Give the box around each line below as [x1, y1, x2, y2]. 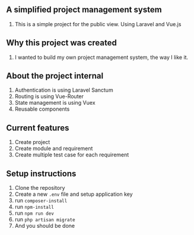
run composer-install [14, 197, 68, 204]
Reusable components [14, 105, 70, 112]
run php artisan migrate [14, 216, 75, 223]
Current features [6, 123, 69, 133]
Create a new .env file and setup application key [14, 190, 133, 198]
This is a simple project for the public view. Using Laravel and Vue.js [14, 20, 182, 27]
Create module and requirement [14, 145, 93, 152]
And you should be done [14, 223, 75, 230]
